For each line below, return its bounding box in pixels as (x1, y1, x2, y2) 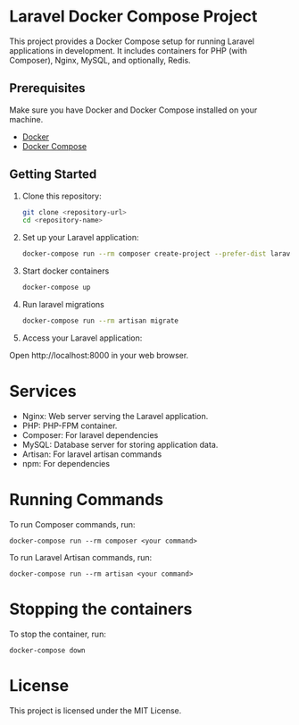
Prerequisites (9, 80, 86, 96)
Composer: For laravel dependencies (21, 429, 159, 440)
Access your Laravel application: (21, 333, 143, 343)
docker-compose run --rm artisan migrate (21, 316, 179, 325)
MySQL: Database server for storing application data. (21, 439, 219, 450)
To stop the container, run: (9, 628, 107, 639)
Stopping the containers (9, 599, 193, 619)
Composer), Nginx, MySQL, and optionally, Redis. (9, 55, 191, 65)
